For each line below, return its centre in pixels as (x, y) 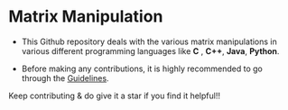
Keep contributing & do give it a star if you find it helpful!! (114, 96)
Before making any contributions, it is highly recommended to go (142, 69)
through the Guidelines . (65, 78)
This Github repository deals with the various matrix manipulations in (149, 41)
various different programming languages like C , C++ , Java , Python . (150, 50)
